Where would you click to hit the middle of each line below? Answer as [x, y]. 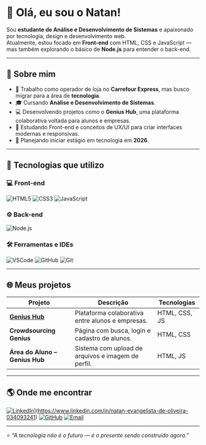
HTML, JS [171, 356]
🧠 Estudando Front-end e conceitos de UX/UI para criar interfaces [99, 127]
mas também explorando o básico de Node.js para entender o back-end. [99, 49]
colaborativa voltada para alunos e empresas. [73, 120]
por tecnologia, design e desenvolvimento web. [66, 36]
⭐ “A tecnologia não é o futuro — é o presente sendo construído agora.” [98, 435]
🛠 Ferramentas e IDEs [40, 244]
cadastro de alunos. [103, 338]
